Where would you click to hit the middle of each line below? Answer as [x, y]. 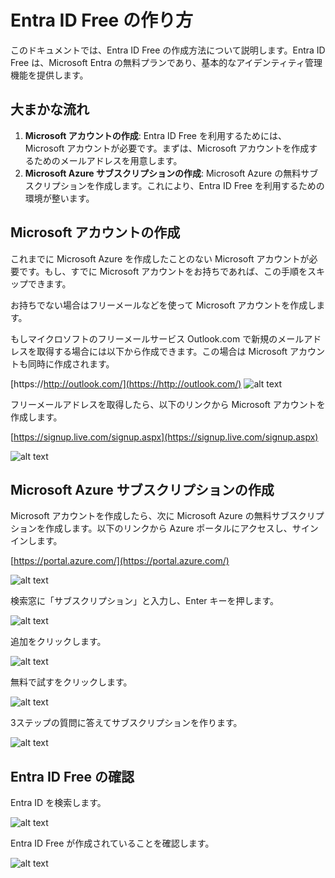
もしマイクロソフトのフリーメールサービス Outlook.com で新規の [144, 338]
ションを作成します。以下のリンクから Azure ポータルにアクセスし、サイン [164, 528]
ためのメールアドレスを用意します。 [108, 160]
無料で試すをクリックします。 [71, 682]
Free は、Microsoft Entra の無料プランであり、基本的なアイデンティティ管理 [166, 62]
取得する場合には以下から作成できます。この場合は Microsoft [162, 351]
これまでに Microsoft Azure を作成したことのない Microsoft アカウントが [160, 258]
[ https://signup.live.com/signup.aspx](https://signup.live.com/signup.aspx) [164, 437]
